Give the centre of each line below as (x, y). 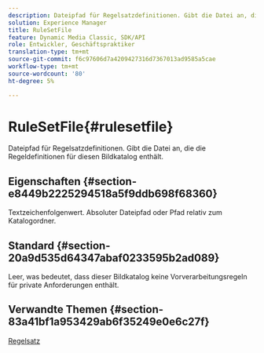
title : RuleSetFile (40, 30)
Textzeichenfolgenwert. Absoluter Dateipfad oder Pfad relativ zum (115, 213)
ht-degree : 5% (31, 81)
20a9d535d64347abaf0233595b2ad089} (114, 258)
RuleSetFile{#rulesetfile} (91, 127)
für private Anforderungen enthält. (64, 285)
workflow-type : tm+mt (44, 67)
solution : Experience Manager (58, 23)
